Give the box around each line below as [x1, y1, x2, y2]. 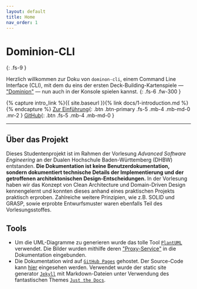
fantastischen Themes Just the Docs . [14, 276, 106, 283]
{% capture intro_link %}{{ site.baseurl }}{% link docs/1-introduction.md [6, 99, 180, 106]
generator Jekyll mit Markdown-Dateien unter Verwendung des [14, 270, 169, 277]
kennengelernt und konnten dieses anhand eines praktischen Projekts [6, 187, 175, 194]
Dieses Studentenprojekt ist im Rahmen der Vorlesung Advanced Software [6, 150, 186, 157]
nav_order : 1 [6, 19, 38, 25]
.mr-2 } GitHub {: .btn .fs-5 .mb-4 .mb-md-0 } [6, 112, 114, 119]
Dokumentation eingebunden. [14, 251, 87, 258]
